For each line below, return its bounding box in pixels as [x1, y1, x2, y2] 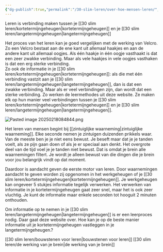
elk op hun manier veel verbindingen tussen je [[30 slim [5, 96, 116, 102]
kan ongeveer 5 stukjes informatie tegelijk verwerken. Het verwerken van [5, 181, 151, 187]
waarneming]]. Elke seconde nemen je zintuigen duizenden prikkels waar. [5, 131, 153, 137]
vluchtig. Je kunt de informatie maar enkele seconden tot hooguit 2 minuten [5, 192, 157, 198]
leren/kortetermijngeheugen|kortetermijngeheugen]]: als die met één [5, 71, 143, 77]
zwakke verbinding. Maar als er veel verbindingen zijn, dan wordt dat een [5, 86, 152, 92]
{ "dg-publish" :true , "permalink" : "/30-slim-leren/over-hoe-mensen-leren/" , [5, 7, 160, 12]
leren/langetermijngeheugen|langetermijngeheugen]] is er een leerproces [5, 211, 152, 217]
